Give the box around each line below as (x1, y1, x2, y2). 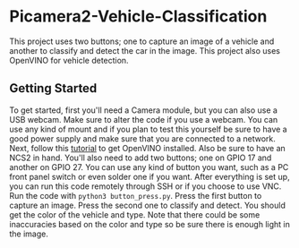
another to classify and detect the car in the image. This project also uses (9, 45, 280, 56)
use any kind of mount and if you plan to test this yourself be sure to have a (9, 124, 288, 134)
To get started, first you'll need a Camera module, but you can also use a (9, 105, 278, 115)
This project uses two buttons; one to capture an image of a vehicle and (9, 36, 275, 47)
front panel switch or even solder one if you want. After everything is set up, (9, 171, 290, 182)
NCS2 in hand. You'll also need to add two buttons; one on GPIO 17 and (9, 152, 272, 163)
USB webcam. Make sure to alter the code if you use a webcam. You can (9, 114, 278, 124)
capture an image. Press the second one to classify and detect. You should (9, 200, 286, 210)
